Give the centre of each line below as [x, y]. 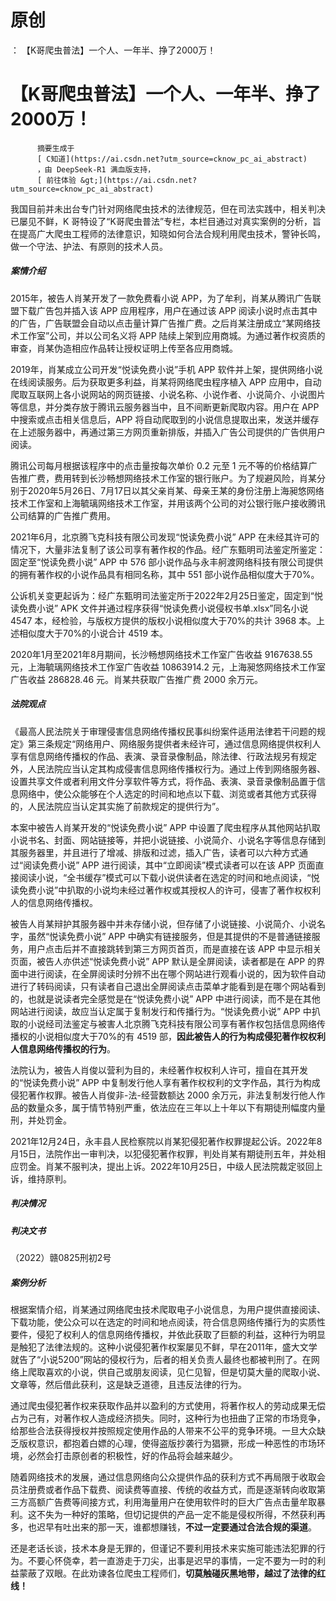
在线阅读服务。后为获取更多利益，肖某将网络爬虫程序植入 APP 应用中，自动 [166, 382]
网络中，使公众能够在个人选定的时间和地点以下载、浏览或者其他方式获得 [167, 793]
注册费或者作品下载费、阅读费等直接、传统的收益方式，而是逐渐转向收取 [167, 1490]
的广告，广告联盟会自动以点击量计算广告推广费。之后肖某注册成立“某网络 [161, 323]
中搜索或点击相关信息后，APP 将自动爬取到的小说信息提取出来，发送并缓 [160, 419]
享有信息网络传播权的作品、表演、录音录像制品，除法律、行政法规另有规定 [163, 756]
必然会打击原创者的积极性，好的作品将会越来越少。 [132, 1456]
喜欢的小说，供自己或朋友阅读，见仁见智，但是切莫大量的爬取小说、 [185, 1372]
